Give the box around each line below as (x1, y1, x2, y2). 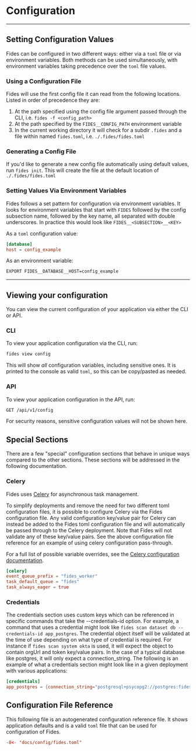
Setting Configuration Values (6, 35, 114, 44)
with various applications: (6, 667, 68, 674)
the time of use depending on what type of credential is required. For (6, 636, 172, 643)
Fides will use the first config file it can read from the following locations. (6, 91, 181, 98)
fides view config (6, 351, 51, 357)
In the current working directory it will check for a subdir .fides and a (14, 127, 182, 134)
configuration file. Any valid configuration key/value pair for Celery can (6, 514, 177, 521)
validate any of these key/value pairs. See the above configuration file (6, 533, 174, 540)
